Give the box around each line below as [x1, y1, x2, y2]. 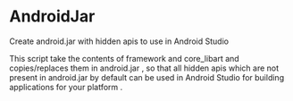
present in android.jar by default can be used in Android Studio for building [9, 72, 284, 82]
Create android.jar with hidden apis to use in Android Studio [9, 36, 230, 46]
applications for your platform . [9, 81, 123, 92]
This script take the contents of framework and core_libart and [9, 53, 239, 63]
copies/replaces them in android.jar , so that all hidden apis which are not [9, 63, 280, 73]
